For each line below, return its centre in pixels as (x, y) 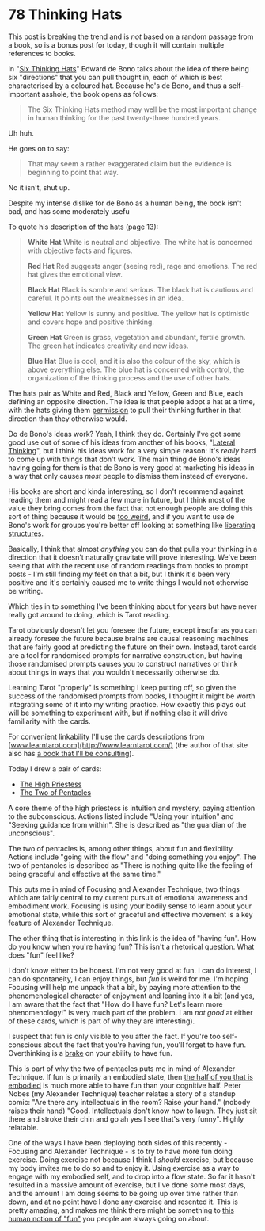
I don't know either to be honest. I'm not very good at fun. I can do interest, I (132, 970)
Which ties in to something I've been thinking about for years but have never (132, 606)
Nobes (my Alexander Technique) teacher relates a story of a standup (122, 1093)
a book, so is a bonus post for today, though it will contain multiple (116, 44)
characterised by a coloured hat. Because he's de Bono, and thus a (118, 86)
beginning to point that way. (73, 172)
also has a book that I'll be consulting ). (71, 753)
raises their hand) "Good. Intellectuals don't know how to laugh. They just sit (132, 1111)
